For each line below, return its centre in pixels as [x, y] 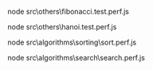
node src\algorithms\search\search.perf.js [76, 58]
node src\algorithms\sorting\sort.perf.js [72, 42]
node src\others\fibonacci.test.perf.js [68, 12]
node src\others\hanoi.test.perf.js [62, 27]
